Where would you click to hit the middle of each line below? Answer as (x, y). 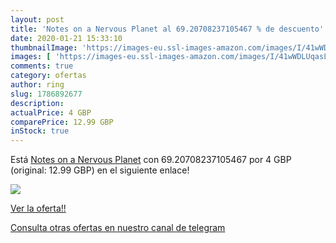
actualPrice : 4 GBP (51, 112)
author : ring (37, 85)
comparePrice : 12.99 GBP (62, 122)
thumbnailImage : (44, 47)
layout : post (37, 19)
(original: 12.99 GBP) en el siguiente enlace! (100, 170)
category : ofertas (48, 76)
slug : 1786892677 (46, 94)
